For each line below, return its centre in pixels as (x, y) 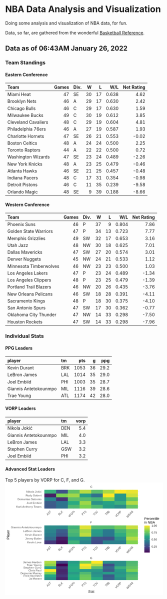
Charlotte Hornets (26, 136)
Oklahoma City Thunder (32, 315)
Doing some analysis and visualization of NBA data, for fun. (66, 23)
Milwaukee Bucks (25, 115)
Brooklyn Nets (22, 101)
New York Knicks (25, 164)
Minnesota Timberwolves (33, 266)
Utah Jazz (18, 245)
